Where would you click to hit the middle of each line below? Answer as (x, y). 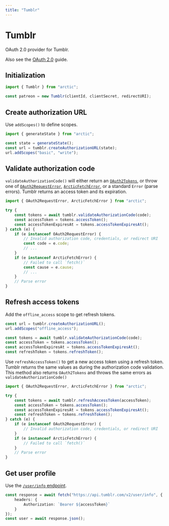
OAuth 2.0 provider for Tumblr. (37, 50)
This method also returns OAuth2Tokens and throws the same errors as (78, 373)
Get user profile (31, 473)
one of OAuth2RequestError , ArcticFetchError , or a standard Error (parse (82, 186)
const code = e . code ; (47, 244)
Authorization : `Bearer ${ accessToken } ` (67, 504)
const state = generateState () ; (39, 143)
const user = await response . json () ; (45, 519)
